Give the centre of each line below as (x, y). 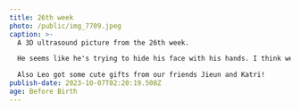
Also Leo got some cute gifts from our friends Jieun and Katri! (142, 75)
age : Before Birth (43, 91)
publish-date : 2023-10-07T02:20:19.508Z (86, 83)
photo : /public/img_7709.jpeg (66, 26)
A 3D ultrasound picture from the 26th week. (104, 42)
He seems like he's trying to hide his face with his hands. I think (149, 59)
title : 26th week (42, 17)
